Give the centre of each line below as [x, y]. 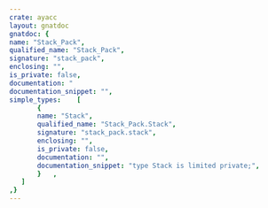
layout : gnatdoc [39, 26]
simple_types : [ [45, 100]
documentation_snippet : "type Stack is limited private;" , [148, 166]
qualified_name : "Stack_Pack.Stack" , [106, 125]
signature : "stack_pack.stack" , [97, 133]
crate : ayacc [33, 17]
